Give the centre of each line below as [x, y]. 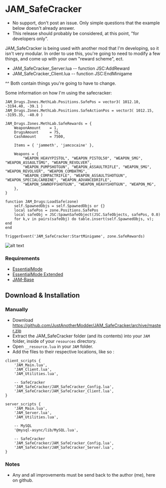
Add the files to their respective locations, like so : [63, 352]
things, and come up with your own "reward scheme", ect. [64, 58]
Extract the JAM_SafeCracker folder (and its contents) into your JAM [81, 336]
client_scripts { [23, 361]
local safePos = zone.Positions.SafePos [56, 210]
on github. [23, 480]
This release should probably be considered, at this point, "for [76, 33]
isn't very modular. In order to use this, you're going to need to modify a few [83, 54]
